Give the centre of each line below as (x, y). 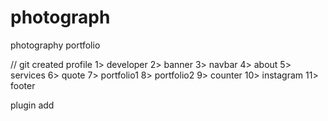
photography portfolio (55, 45)
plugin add (32, 105)
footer (23, 85)
